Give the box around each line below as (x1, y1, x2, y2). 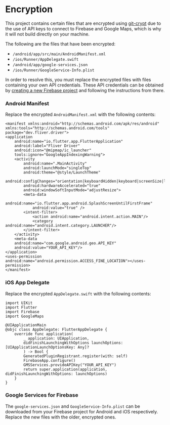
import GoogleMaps (5, 314, 44, 319)
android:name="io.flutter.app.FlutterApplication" (14, 139, 123, 144)
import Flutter (5, 305, 37, 310)
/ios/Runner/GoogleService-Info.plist (12, 67, 95, 73)
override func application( (14, 331, 73, 336)
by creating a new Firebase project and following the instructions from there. (5, 87, 165, 93)
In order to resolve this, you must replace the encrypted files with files (5, 76, 151, 82)
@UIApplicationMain (5, 322, 47, 327)
